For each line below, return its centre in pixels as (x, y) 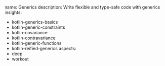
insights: (13, 12)
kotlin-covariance (30, 33)
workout (20, 59)
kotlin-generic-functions (37, 43)
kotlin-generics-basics (35, 22)
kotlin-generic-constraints (38, 27)
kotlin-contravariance (34, 38)
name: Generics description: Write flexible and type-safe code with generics (82, 7)
